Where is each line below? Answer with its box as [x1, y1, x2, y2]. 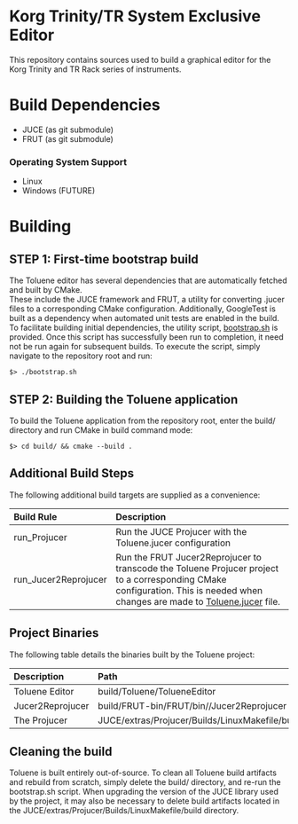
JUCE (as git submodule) [21, 124, 114, 135]
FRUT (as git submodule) [21, 133, 114, 144]
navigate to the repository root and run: [9, 350, 153, 361]
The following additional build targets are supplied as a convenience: [9, 490, 261, 500]
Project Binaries [9, 625, 99, 640]
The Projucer [13, 714, 68, 726]
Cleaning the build [9, 744, 113, 759]
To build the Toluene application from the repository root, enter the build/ [9, 415, 276, 426]
